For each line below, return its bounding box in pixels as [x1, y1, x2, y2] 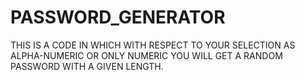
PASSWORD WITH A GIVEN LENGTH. [10, 60, 164, 72]
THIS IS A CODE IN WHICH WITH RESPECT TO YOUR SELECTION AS [10, 39, 296, 51]
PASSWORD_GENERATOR [10, 6, 226, 29]
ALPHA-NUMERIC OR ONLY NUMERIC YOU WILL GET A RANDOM [10, 49, 283, 61]
